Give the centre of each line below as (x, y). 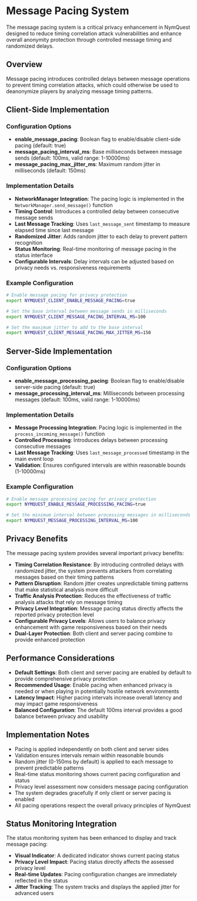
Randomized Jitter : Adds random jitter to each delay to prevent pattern (101, 236)
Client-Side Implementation (58, 110)
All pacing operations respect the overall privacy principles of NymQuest (103, 805)
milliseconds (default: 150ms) (50, 171)
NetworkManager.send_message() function (64, 205)
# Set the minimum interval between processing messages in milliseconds (98, 515)
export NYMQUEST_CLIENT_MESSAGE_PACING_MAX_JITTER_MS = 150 (79, 333)
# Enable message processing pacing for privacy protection (81, 499)
